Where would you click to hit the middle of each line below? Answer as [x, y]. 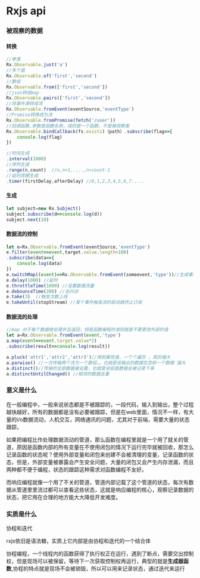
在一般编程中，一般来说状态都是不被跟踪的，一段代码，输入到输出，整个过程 [100, 404]
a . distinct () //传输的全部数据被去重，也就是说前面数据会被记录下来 [80, 368]
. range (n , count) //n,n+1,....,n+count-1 [58, 170]
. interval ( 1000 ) [26, 159]
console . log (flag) [40, 137]
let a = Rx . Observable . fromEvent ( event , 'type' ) [63, 335]
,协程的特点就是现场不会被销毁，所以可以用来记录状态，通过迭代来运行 [99, 568]
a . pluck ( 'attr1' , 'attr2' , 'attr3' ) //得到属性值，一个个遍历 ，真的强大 [88, 357]
